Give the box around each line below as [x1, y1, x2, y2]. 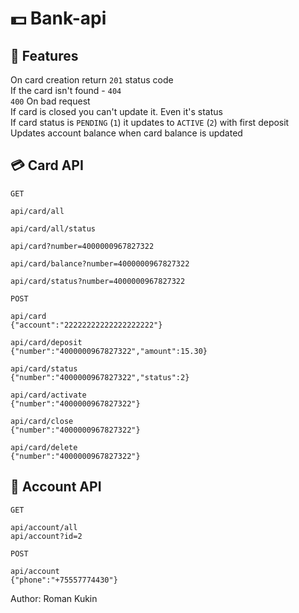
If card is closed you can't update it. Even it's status [10, 106, 223, 117]
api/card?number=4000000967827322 [10, 241, 155, 251]
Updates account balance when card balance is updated [10, 127, 243, 139]
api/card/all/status [10, 223, 97, 234]
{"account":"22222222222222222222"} [10, 320, 163, 330]
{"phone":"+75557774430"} [10, 575, 118, 585]
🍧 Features [10, 47, 79, 64]
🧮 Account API [10, 478, 102, 496]
